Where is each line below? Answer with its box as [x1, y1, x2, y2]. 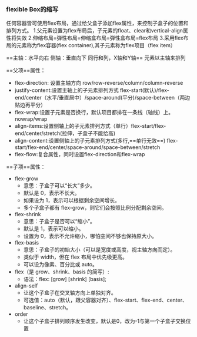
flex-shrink [14, 211, 41, 218]
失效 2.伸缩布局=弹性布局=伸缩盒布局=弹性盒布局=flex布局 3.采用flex [16, 34, 183, 42]
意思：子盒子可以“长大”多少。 [23, 182, 95, 189]
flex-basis [14, 239, 39, 246]
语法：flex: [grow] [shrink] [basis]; [23, 276, 107, 283]
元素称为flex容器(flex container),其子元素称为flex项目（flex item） [16, 42, 176, 49]
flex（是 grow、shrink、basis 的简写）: [14, 268, 110, 275]
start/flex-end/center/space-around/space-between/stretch [14, 144, 161, 151]
